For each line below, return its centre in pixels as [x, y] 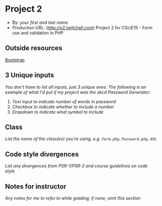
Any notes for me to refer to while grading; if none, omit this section [73, 198]
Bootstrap [15, 60]
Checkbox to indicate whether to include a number [63, 107]
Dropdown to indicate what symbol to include [58, 112]
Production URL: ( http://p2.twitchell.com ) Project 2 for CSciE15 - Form [82, 27]
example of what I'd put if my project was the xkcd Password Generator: [78, 92]
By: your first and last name [40, 22]
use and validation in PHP [38, 33]
